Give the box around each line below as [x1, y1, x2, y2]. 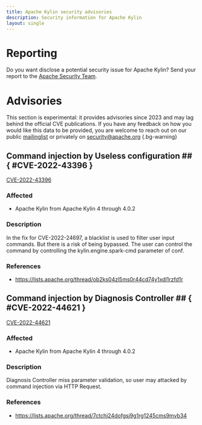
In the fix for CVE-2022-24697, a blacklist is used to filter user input [6, 234, 175, 241]
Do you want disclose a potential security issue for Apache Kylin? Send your [6, 66, 197, 73]
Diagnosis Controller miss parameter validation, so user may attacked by [6, 377, 187, 384]
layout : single [6, 20, 45, 26]
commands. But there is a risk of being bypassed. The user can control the [6, 240, 192, 248]
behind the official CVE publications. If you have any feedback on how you [6, 120, 192, 128]
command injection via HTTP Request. [6, 383, 102, 390]
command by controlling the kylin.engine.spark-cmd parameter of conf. [6, 246, 184, 254]
